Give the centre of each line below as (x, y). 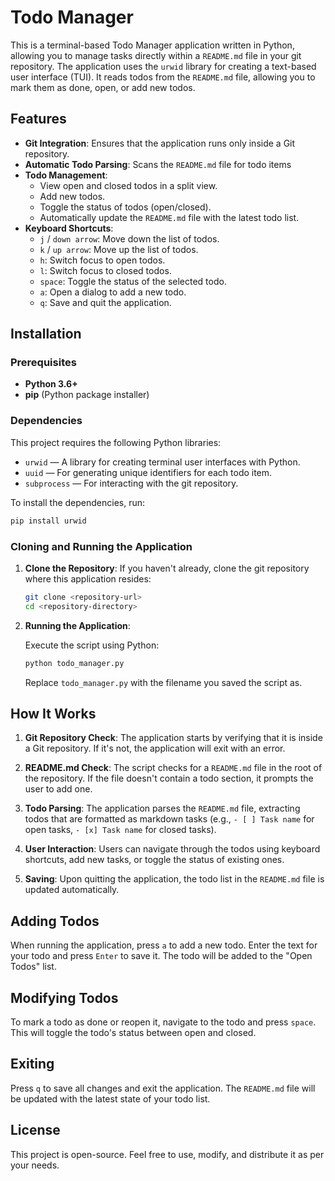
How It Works (53, 713)
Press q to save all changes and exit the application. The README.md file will (163, 1088)
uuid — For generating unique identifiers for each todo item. (148, 472)
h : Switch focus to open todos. (102, 260)
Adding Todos (55, 921)
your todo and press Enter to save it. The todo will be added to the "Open (161, 956)
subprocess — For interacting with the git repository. (131, 483)
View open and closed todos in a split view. (128, 185)
